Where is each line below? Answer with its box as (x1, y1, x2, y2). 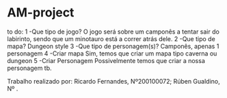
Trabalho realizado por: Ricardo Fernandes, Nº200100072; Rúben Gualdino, (7, 77, 220, 85)
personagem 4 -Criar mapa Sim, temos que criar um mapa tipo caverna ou (7, 49, 217, 58)
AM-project (7, 5, 75, 21)
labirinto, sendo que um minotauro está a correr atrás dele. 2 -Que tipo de (7, 34, 215, 42)
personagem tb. (7, 64, 53, 72)
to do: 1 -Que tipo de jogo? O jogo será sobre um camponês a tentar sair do (7, 27, 220, 36)
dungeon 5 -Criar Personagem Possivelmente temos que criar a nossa (7, 56, 205, 64)
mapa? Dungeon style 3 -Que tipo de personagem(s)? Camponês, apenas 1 (7, 42, 219, 50)
